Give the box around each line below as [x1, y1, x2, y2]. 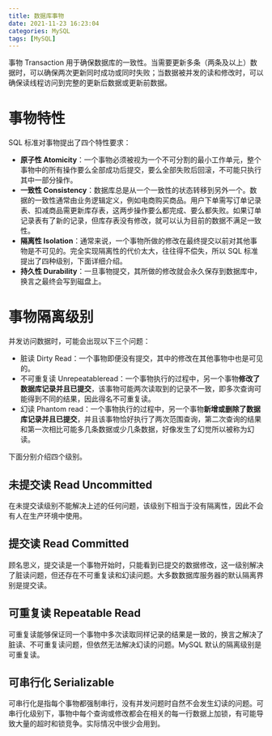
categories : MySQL [8, 27, 70, 35]
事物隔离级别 [8, 308, 95, 327]
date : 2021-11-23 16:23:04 [8, 19, 100, 28]
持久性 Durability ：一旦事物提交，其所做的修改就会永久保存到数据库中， [19, 267, 261, 276]
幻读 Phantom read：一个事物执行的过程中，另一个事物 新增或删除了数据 [19, 404, 261, 414]
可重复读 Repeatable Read [8, 606, 142, 620]
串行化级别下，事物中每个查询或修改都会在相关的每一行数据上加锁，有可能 [8, 708, 257, 718]
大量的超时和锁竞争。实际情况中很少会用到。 [15, 719, 164, 729]
